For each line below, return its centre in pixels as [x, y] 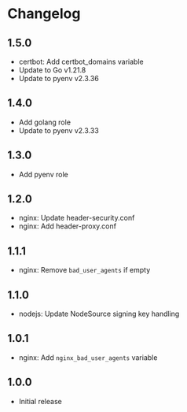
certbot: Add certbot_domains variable [81, 61]
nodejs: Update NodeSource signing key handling [99, 314]
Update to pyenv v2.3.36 [59, 78]
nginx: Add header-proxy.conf [68, 226]
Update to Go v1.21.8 [52, 70]
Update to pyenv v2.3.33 [59, 130]
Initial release [40, 401]
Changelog [44, 14]
